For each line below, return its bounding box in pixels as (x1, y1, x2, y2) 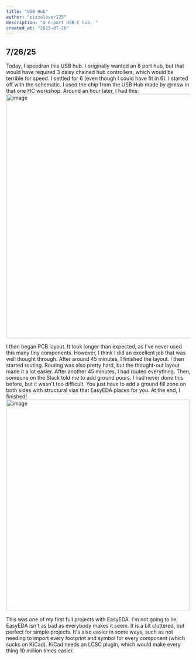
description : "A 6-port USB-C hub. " (6, 19, 98, 25)
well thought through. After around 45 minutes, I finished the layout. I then (6, 356, 184, 363)
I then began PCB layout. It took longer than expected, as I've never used (6, 343, 183, 350)
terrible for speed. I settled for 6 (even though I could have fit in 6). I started (6, 75, 188, 82)
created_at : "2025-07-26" (6, 25, 69, 31)
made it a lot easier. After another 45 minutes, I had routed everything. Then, (6, 368, 191, 375)
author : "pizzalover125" (6, 14, 67, 20)
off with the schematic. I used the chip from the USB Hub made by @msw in (6, 81, 190, 88)
